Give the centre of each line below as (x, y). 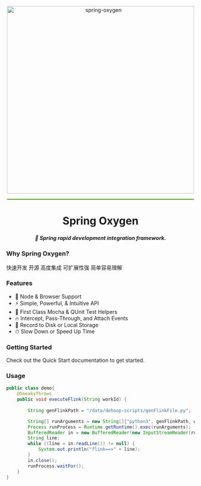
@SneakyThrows (34, 394)
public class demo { (31, 388)
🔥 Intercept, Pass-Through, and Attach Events (71, 318)
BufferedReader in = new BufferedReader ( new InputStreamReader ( (109, 433)
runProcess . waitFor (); (56, 466)
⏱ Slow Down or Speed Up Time (55, 331)
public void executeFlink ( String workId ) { (72, 400)
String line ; (44, 438)
